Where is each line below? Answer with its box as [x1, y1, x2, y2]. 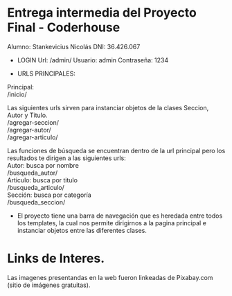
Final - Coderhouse [7, 19, 121, 35]
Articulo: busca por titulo [7, 175, 78, 184]
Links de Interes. [7, 251, 105, 266]
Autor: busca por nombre [7, 161, 80, 169]
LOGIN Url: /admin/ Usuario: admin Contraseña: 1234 [17, 55, 168, 64]
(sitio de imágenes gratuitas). [7, 281, 91, 289]
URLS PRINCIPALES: [17, 69, 76, 78]
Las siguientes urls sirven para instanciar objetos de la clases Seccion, [7, 103, 209, 112]
